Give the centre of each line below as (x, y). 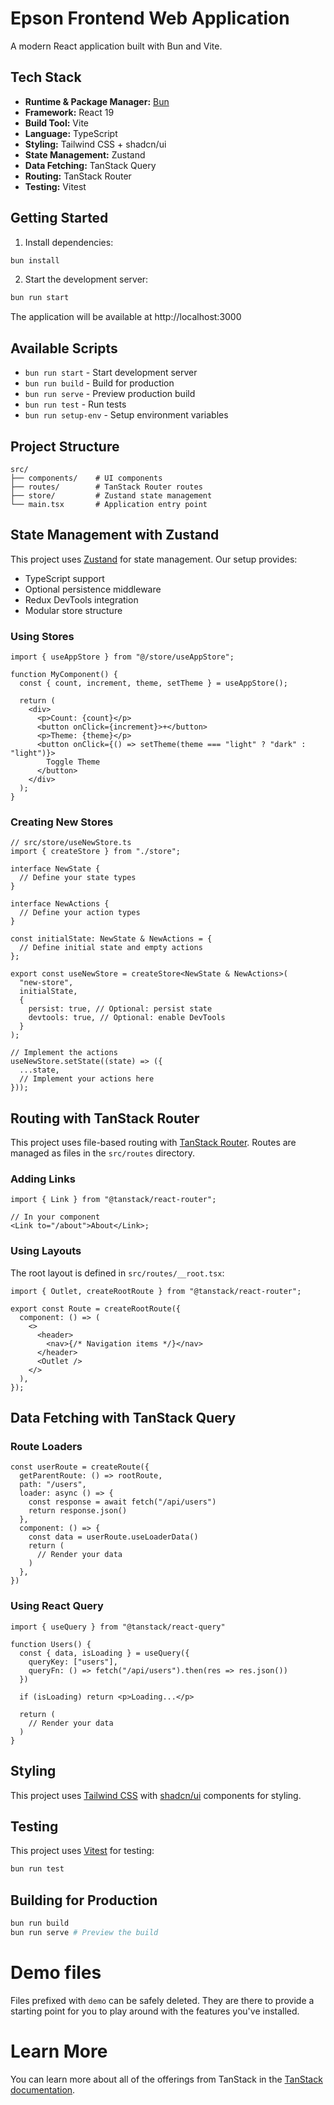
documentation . (43, 2089)
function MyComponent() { (64, 675)
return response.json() (78, 1511)
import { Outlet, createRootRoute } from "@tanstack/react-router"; (156, 1291)
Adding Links (43, 1179)
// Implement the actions (64, 1053)
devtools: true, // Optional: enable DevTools (127, 1018)
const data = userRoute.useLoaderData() (113, 1537)
